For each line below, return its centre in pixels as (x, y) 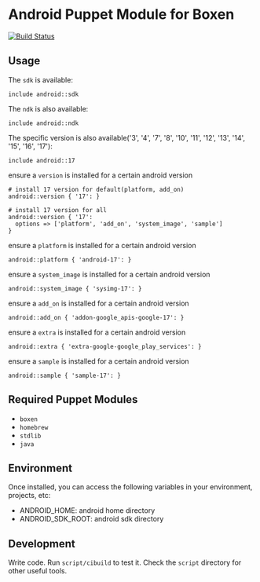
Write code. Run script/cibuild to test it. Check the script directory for (125, 562)
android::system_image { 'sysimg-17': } (75, 288)
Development (42, 544)
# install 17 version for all (58, 210)
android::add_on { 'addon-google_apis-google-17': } (96, 317)
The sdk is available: (40, 79)
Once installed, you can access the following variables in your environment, (130, 487)
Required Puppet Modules (73, 399)
